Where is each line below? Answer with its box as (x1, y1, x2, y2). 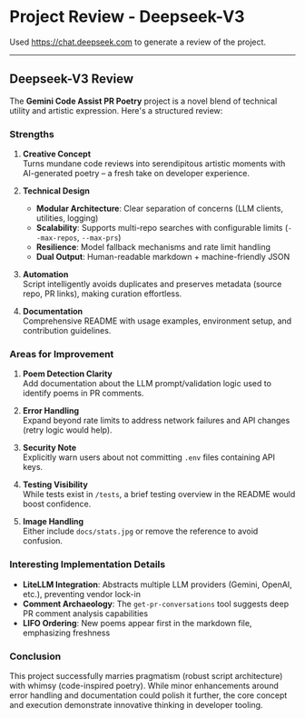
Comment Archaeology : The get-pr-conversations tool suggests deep (22, 598, 289, 609)
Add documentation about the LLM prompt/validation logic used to (22, 378, 272, 389)
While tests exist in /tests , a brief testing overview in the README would (22, 489, 296, 500)
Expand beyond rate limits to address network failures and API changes (22, 415, 290, 426)
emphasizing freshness (22, 627, 111, 638)
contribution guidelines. (22, 325, 112, 336)
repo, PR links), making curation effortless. (22, 288, 182, 299)
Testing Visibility (22, 479, 88, 490)
